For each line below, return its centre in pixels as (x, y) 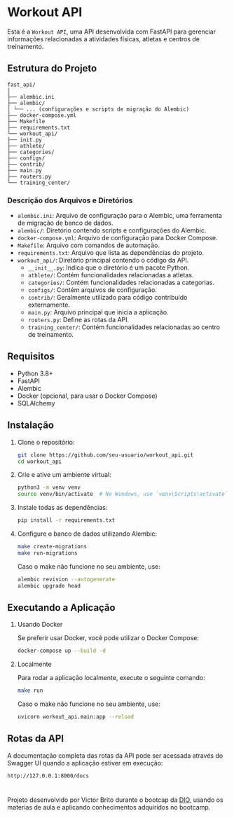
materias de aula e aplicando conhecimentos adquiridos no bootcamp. (109, 807)
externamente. (49, 305)
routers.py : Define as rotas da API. (78, 320)
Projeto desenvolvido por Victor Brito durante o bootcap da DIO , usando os (115, 800)
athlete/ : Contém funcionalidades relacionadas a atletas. (111, 275)
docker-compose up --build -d (62, 651)
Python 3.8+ (35, 373)
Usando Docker (40, 625)
